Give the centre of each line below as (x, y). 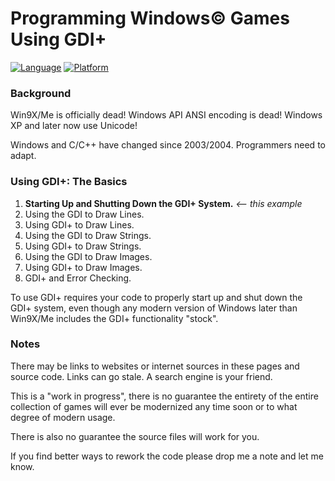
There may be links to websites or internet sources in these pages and (155, 366)
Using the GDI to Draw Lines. (84, 214)
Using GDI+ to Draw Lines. (79, 224)
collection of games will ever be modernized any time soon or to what (154, 406)
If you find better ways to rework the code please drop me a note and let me (167, 456)
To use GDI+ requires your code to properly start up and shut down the (156, 297)
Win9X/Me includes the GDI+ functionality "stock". (114, 318)
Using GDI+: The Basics (69, 182)
